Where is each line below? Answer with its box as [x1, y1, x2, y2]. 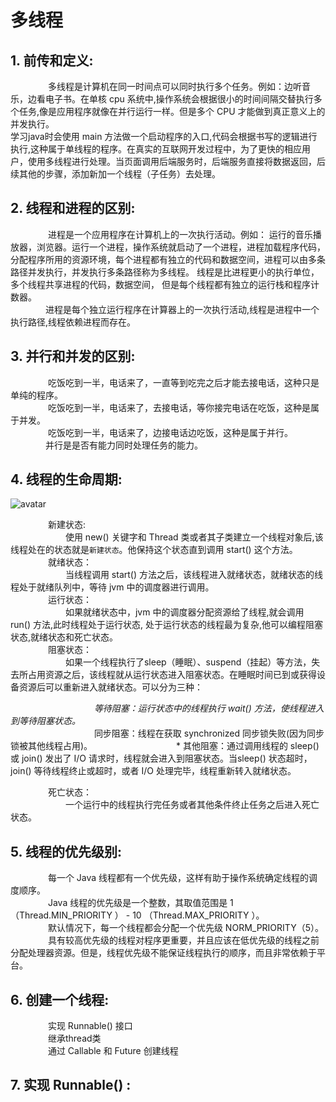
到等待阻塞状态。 [10, 715, 81, 727]
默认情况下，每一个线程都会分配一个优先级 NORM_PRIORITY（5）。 [47, 922, 324, 934]
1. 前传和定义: [10, 52, 94, 69]
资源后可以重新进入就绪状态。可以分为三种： [18, 681, 203, 693]
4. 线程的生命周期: [10, 471, 123, 488]
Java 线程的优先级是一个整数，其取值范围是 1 [47, 897, 234, 909]
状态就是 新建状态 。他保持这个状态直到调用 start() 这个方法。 [53, 544, 298, 556]
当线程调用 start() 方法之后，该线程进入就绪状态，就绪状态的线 [64, 569, 323, 581]
